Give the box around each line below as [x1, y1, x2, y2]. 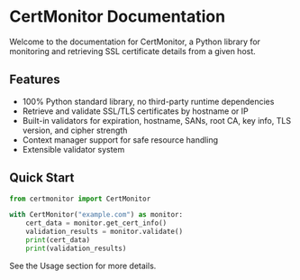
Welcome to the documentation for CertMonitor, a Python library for [9, 36, 261, 47]
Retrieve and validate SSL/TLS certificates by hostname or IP [22, 106, 250, 117]
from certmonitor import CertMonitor [9, 194, 151, 203]
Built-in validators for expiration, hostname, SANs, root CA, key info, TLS [22, 115, 291, 126]
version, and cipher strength [22, 125, 128, 135]
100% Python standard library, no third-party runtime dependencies [22, 96, 275, 107]
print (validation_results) [25, 244, 127, 253]
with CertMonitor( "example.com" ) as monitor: [9, 210, 183, 219]
